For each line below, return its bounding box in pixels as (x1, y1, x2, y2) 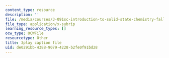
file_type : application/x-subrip (5, 21, 75, 27)
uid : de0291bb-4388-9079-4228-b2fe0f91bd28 (5, 45, 98, 50)
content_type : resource (5, 7, 55, 13)
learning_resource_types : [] (5, 26, 66, 31)
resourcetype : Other (5, 36, 49, 41)
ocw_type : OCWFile (5, 31, 44, 36)
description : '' (5, 12, 39, 17)
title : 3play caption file (5, 40, 62, 45)
